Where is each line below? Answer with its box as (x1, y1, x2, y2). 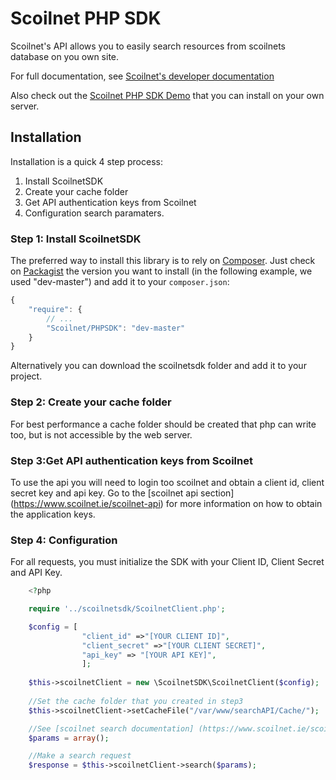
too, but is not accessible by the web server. (10, 428, 193, 441)
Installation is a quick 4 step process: (10, 155, 163, 167)
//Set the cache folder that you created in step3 (28, 696, 244, 706)
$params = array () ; (28, 733, 110, 743)
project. (10, 370, 43, 382)
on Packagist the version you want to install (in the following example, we (10, 265, 313, 277)
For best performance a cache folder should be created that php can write (10, 418, 317, 430)
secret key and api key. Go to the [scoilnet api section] (10, 487, 235, 499)
